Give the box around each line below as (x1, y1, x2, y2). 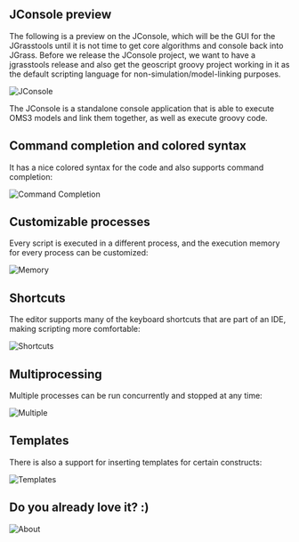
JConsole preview (9, 7, 112, 22)
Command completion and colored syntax (9, 138, 247, 154)
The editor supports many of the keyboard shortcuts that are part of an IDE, (9, 314, 287, 325)
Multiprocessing (9, 367, 102, 382)
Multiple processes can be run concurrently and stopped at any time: (9, 391, 263, 401)
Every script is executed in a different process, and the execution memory (9, 238, 280, 248)
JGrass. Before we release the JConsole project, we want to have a (9, 49, 256, 61)
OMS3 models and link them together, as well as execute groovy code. (9, 112, 269, 123)
